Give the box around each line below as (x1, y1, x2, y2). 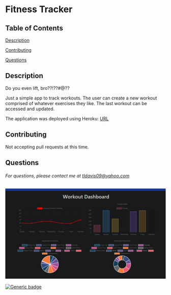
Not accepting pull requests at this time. (5, 144, 89, 150)
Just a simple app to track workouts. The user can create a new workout (5, 95, 157, 101)
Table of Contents (5, 24, 64, 32)
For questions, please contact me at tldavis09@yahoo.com (5, 173, 130, 179)
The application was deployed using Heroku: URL (5, 115, 109, 121)
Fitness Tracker (5, 4, 73, 15)
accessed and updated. (5, 106, 55, 112)
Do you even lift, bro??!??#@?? (5, 85, 70, 91)
